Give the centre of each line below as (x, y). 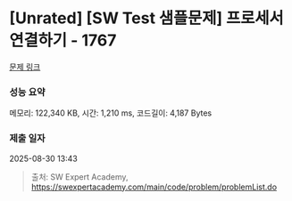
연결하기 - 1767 (63, 40)
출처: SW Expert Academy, (79, 177)
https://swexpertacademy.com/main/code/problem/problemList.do (154, 187)
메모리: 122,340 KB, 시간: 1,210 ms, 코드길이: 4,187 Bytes (111, 113)
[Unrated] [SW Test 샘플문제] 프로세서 (146, 18)
